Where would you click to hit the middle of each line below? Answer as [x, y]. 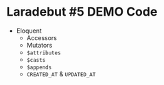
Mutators [39, 45]
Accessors [42, 37]
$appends [39, 67]
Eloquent [29, 31]
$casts [36, 60]
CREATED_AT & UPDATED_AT [61, 74]
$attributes [44, 53]
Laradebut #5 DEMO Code [82, 12]
